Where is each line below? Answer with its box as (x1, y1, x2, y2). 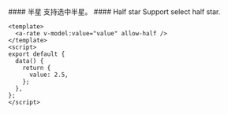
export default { (8, 50, 65, 58)
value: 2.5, (28, 71, 69, 79)
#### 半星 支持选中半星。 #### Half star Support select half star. (8, 7, 221, 17)
